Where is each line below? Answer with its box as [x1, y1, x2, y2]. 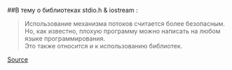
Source [7, 55, 28, 64]
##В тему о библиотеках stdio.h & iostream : [7, 6, 138, 14]
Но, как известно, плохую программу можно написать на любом [24, 27, 221, 35]
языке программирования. [24, 34, 106, 43]
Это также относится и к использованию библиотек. [24, 42, 183, 50]
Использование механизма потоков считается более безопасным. [24, 20, 226, 27]
